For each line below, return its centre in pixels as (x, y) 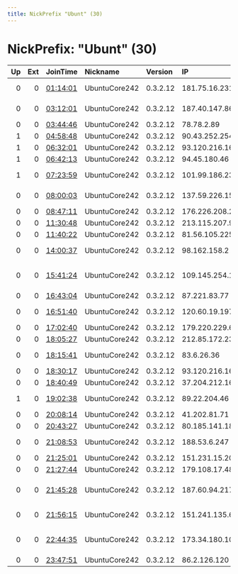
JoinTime (62, 72)
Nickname (102, 72)
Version (160, 72)
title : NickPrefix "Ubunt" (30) (55, 14)
